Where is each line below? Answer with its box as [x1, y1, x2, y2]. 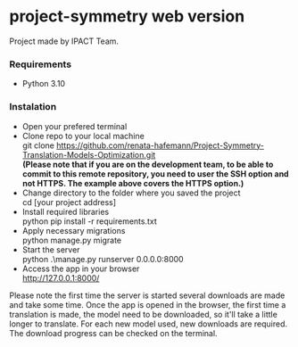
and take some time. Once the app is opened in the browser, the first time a [9, 299, 286, 310]
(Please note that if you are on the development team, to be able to [21, 159, 274, 169]
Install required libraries [21, 206, 110, 217]
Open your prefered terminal [21, 120, 128, 131]
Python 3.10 [21, 78, 65, 89]
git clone [21, 140, 55, 151]
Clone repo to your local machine [21, 130, 145, 141]
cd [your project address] [21, 196, 117, 207]
